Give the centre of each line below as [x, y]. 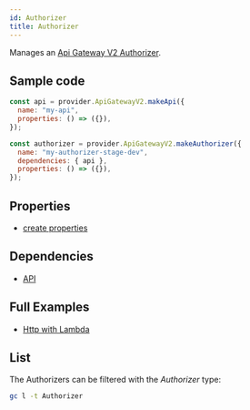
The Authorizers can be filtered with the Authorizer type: [115, 380]
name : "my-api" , [48, 110]
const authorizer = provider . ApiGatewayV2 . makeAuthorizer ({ [126, 143]
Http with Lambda [56, 329]
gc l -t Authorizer [46, 396]
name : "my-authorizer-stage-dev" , [83, 152]
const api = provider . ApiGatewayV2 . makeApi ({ [97, 102]
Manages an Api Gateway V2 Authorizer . [85, 52]
